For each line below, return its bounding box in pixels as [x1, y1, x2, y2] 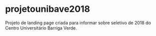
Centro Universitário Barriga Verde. [5, 25, 77, 31]
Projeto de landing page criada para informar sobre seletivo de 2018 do [5, 20, 152, 26]
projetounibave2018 [5, 3, 90, 15]
